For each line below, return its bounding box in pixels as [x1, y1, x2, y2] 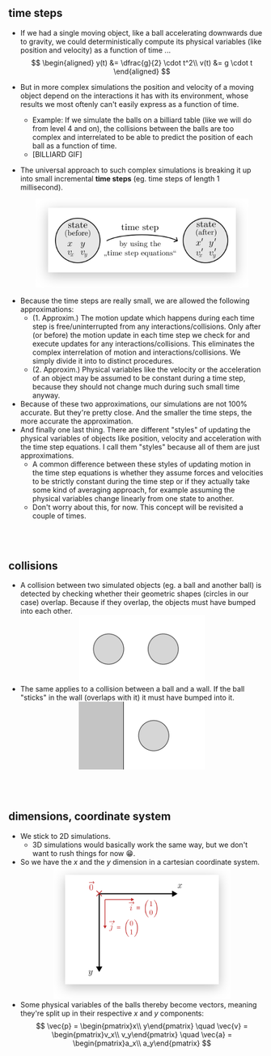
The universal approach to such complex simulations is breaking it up [19, 165, 252, 175]
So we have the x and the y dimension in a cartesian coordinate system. [19, 857, 260, 867]
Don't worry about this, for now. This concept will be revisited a [32, 502, 244, 513]
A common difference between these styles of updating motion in [32, 459, 252, 469]
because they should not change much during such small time [32, 382, 240, 392]
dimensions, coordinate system [8, 810, 171, 824]
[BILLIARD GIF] [32, 149, 83, 159]
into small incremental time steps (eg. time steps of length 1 [19, 173, 220, 183]
